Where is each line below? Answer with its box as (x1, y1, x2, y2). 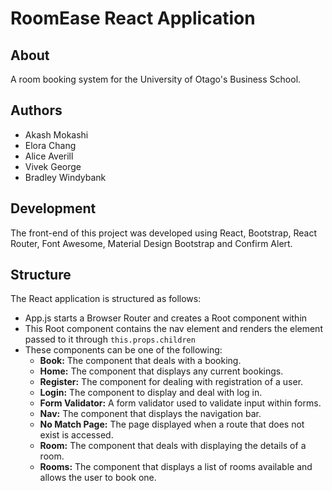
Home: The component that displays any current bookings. (39, 365, 284, 377)
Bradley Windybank (24, 171, 107, 183)
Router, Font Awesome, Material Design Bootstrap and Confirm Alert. (10, 237, 293, 249)
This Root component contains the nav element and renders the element (24, 323, 323, 335)
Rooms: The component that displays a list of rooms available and (39, 461, 313, 473)
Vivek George (24, 160, 82, 172)
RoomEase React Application (10, 7, 256, 30)
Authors (10, 102, 63, 119)
